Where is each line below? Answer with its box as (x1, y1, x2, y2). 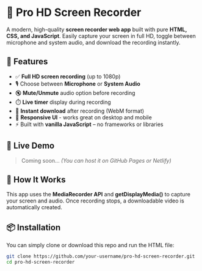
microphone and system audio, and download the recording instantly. (6, 39, 181, 46)
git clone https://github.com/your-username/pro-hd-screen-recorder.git (6, 253, 195, 259)
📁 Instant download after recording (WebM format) (15, 107, 145, 114)
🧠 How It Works (6, 174, 66, 185)
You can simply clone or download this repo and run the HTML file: (6, 242, 175, 249)
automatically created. (6, 204, 63, 211)
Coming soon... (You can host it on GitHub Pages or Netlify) (21, 157, 172, 164)
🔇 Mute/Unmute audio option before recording (15, 89, 135, 97)
